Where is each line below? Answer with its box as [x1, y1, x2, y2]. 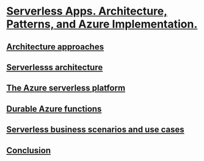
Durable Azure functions [6, 104, 102, 114]
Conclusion [6, 145, 51, 156]
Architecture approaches [6, 41, 104, 52]
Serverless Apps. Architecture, [6, 4, 168, 18]
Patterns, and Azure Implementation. [6, 17, 198, 31]
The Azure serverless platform [6, 83, 126, 93]
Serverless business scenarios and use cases [6, 124, 184, 135]
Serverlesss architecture [6, 62, 103, 73]
